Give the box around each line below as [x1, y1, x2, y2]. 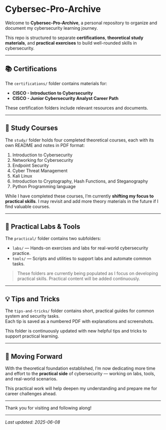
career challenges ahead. [5, 391, 57, 396]
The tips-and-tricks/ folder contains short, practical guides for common [5, 308, 154, 314]
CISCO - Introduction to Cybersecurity [12, 90, 93, 96]
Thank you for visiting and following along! [5, 405, 92, 411]
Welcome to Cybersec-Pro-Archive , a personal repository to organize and [5, 20, 157, 26]
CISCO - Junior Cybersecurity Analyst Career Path [12, 95, 119, 101]
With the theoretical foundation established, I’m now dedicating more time [5, 365, 156, 371]
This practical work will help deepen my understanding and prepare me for [5, 385, 157, 391]
